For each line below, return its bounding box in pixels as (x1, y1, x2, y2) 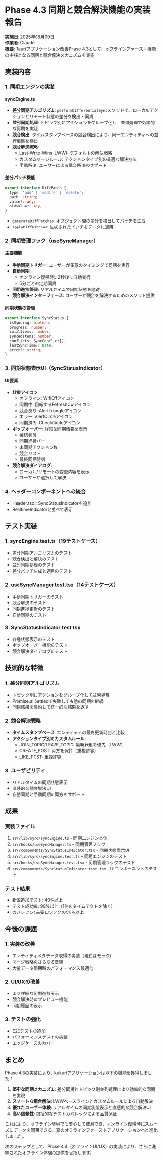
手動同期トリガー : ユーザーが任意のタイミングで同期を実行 (12, 262, 130, 268)
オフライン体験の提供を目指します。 (21, 1150, 94, 1156)
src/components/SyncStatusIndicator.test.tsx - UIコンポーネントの (12, 865, 149, 871)
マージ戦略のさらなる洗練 (12, 959, 64, 965)
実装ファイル (5, 823, 36, 830)
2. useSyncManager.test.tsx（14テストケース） (5, 581, 119, 588)
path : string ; (9, 195, 38, 200)
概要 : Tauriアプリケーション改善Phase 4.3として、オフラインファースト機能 (5, 46, 156, 52)
